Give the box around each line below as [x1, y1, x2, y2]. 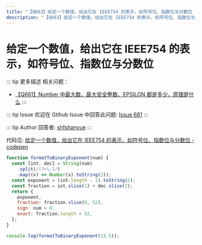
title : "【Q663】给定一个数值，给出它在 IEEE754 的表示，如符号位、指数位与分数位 [6, 8, 193, 15]
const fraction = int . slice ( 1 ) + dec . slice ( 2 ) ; [11, 183, 133, 189]
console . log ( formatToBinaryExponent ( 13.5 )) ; [6, 232, 120, 239]
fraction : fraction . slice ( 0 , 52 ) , [17, 199, 103, 206]
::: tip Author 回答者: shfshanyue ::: [6, 124, 92, 131]
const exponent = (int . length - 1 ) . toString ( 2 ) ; [11, 177, 136, 183]
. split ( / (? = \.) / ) [17, 166, 61, 172]
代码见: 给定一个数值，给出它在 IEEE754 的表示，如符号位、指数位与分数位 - [6, 136, 195, 144]
